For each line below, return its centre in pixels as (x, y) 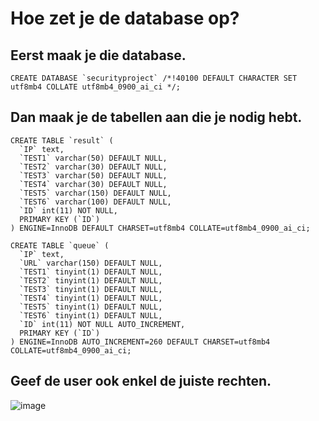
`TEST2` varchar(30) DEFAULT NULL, (93, 167)
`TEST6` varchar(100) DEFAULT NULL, (95, 202)
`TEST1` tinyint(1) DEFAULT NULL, (91, 272)
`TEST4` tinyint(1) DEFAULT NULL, (91, 298)
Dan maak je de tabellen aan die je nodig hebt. (156, 117)
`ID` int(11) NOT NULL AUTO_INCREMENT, (102, 324)
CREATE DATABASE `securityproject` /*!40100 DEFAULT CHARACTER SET (154, 78)
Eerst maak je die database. (98, 55)
